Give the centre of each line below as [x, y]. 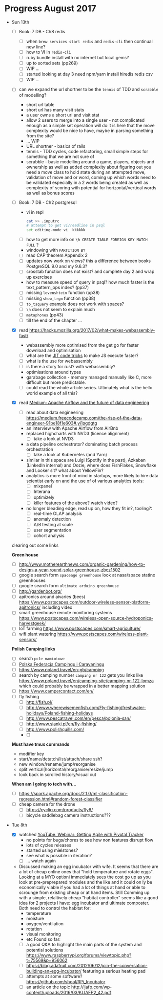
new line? [36, 47]
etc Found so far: [43, 939]
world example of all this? [52, 393]
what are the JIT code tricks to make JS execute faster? [82, 356]
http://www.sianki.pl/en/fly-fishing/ [61, 724]
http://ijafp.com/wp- [92, 987]
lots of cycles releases [49, 845]
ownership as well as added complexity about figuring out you [89, 167]
